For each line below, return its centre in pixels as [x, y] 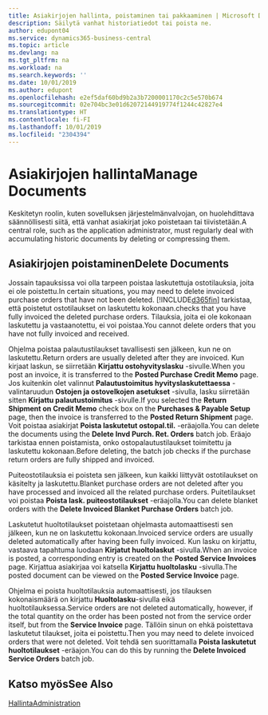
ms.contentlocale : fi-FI [49, 120]
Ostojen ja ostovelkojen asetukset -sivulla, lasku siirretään [152, 391]
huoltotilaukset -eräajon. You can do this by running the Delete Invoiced [127, 650]
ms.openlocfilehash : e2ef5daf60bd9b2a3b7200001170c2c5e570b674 [116, 97]
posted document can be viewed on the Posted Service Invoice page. [124, 575]
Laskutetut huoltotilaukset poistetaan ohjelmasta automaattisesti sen [121, 525]
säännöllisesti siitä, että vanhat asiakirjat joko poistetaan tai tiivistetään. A [128, 221]
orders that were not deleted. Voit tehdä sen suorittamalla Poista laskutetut [132, 642]
